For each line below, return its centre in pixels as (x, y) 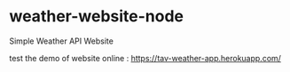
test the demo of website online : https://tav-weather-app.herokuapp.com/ (145, 58)
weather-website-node (97, 16)
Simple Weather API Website (61, 41)
